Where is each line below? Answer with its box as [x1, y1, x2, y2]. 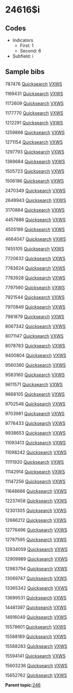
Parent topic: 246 [5, 682, 41, 688]
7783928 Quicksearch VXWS [5, 275, 65, 281]
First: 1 [19, 43, 34, 49]
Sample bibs [5, 68, 45, 76]
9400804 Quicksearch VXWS [5, 352, 66, 358]
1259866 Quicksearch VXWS [5, 129, 65, 135]
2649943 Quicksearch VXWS [5, 197, 66, 203]
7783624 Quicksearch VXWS [5, 265, 66, 271]
